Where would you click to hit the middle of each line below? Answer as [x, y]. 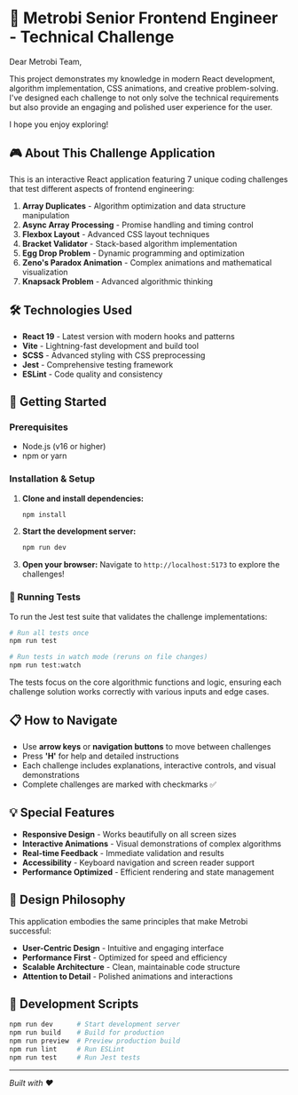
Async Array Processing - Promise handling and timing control [138, 225]
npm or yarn [44, 456]
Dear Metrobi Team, [46, 61]
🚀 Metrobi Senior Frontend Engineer [144, 18]
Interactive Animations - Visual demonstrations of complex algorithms [152, 844]
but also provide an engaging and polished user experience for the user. [141, 107]
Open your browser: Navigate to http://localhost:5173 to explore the [151, 565]
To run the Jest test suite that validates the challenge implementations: [138, 616]
